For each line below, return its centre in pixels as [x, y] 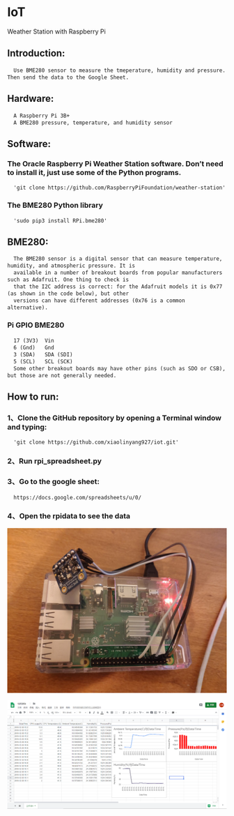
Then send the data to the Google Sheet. [68, 77]
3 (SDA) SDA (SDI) [43, 354]
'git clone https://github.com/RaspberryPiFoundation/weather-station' [120, 188]
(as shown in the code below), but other [68, 294]
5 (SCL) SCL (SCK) [43, 361]
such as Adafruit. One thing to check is [68, 280]
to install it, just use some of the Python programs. [94, 172]
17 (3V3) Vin [34, 340]
